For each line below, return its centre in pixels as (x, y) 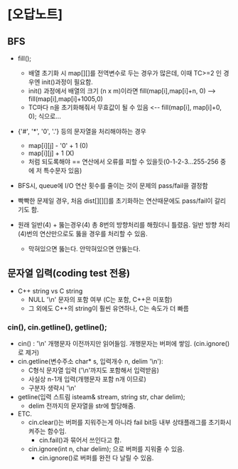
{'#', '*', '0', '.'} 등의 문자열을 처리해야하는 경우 (82, 131)
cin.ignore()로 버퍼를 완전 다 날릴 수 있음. (96, 458)
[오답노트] (35, 15)
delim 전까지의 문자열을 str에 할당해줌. (82, 406)
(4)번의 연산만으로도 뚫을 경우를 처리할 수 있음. (82, 233)
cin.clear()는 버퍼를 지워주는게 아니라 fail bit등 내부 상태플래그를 (118, 422)
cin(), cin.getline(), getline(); (58, 327)
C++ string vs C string (50, 291)
